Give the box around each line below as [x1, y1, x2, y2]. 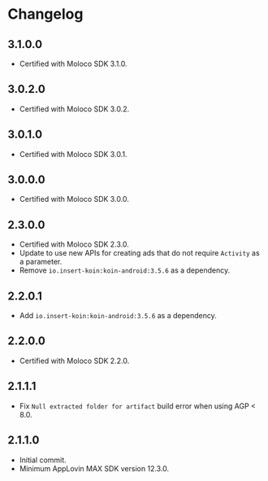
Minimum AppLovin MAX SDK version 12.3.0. [19, 463, 170, 473]
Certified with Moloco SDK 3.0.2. [19, 103, 130, 114]
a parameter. [19, 257, 63, 267]
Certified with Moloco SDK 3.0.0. [19, 195, 129, 204]
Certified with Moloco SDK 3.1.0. [19, 59, 128, 68]
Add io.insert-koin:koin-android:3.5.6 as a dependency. [19, 311, 217, 321]
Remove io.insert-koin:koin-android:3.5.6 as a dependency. [19, 265, 231, 275]
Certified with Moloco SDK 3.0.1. [19, 149, 128, 159]
